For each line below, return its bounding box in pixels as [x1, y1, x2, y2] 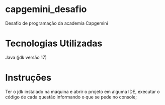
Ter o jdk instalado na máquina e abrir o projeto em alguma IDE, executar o [5, 88, 160, 94]
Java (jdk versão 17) [5, 54, 47, 60]
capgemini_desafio [5, 4, 87, 15]
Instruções [5, 72, 52, 83]
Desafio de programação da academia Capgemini [5, 20, 108, 26]
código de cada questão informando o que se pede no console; [5, 94, 137, 100]
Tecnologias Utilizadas [5, 38, 103, 49]
